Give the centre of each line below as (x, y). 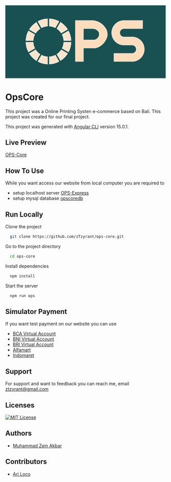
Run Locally (24, 214)
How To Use (25, 171)
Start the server (22, 286)
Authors (19, 433)
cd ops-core (23, 256)
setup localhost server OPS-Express (51, 193)
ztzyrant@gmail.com (27, 389)
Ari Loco (21, 474)
